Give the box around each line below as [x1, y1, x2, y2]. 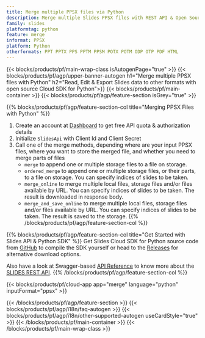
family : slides [6, 20, 45, 26]
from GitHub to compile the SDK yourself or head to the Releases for [6, 244, 179, 251]
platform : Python [6, 43, 51, 50]
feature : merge [6, 32, 45, 38]
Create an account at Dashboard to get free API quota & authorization [15, 122, 190, 129]
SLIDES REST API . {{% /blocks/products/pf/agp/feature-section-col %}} [6, 268, 188, 276]
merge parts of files [15, 154, 65, 161]
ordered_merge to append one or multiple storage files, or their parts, [24, 167, 196, 174]
